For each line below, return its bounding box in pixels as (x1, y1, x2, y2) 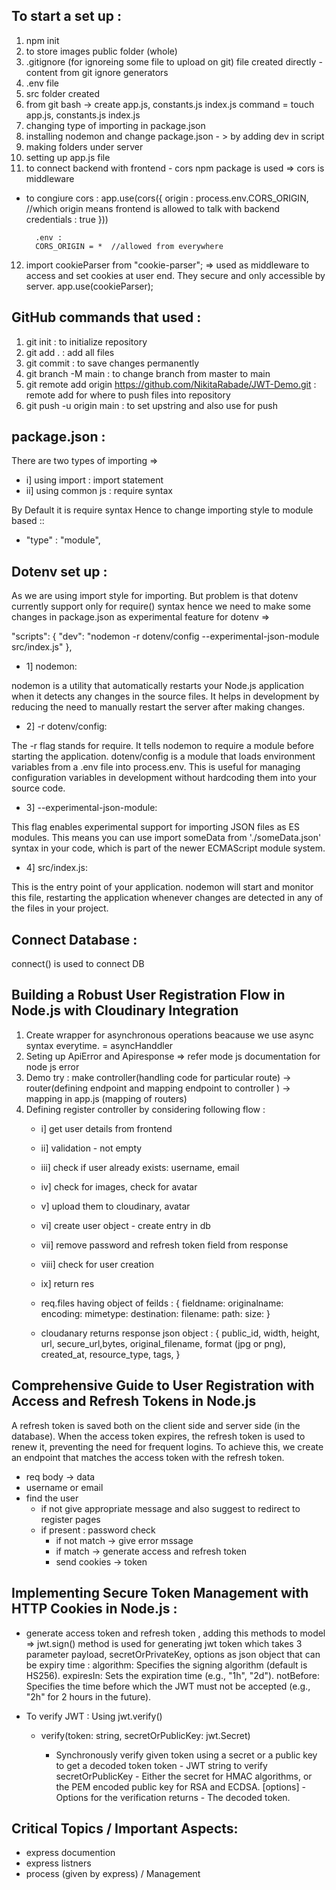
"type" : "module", (25, 534, 101, 546)
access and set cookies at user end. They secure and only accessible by (25, 269, 326, 281)
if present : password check (40, 1524, 156, 1536)
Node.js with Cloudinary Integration (11, 1002, 239, 1019)
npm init (25, 34, 60, 46)
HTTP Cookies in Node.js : (11, 1600, 178, 1618)
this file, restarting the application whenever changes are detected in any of (11, 892, 324, 904)
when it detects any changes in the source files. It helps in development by (11, 690, 320, 703)
